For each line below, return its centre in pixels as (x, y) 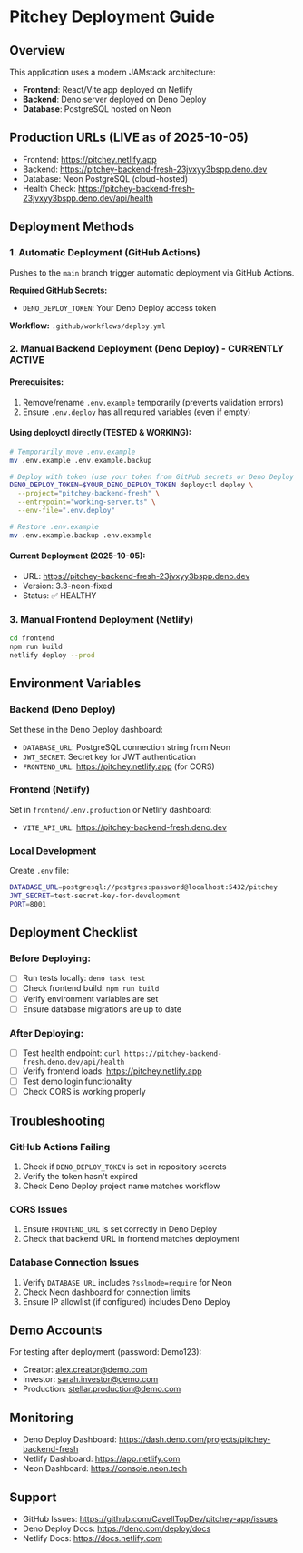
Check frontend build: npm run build (91, 988)
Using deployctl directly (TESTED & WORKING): (101, 433)
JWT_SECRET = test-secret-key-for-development (95, 896)
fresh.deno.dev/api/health (73, 1062)
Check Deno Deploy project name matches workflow (121, 1186)
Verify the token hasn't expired (80, 1176)
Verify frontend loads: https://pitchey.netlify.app (112, 1071)
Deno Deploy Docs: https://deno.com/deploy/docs (117, 1528)
